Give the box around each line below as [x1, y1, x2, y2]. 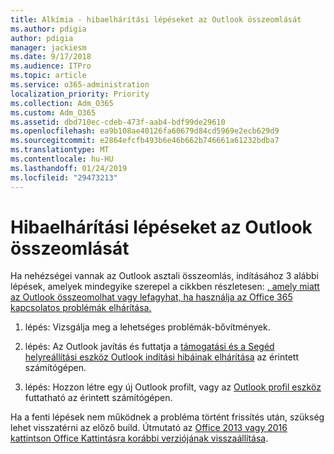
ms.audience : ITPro [10, 61, 92, 71]
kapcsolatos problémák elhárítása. [10, 302, 152, 314]
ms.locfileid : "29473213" [10, 172, 118, 183]
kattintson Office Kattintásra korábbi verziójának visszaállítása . [10, 432, 269, 445]
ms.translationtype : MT [10, 145, 110, 155]
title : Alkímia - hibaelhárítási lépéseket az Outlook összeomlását [10, 14, 302, 25]
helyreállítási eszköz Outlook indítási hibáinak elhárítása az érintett [24, 351, 299, 363]
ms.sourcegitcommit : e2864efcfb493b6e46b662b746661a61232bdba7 [10, 136, 280, 146]
